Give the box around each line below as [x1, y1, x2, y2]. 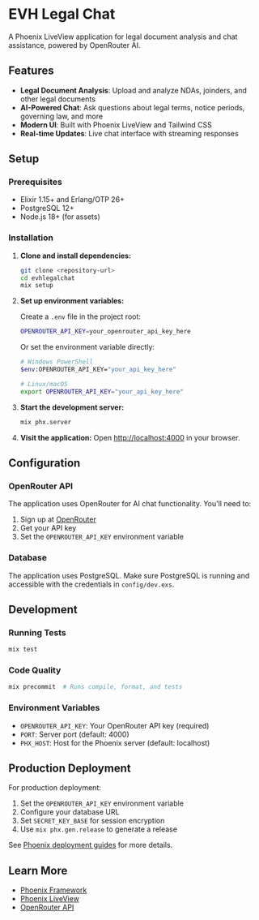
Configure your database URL [19, 807, 120, 817]
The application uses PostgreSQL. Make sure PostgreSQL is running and [8, 570, 250, 580]
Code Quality [8, 664, 62, 676]
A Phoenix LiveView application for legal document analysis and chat [8, 32, 238, 41]
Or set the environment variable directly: [19, 342, 155, 352]
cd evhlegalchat [19, 273, 75, 282]
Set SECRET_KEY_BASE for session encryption [19, 816, 165, 826]
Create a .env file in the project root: [19, 312, 142, 321]
